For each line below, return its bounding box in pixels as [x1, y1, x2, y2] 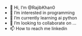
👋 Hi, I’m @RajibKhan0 [9, 5, 55, 10]
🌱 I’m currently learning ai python [9, 15, 77, 20]
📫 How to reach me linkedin [9, 26, 68, 31]
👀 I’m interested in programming [9, 10, 75, 16]
